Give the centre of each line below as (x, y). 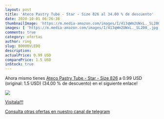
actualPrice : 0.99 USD (28, 55)
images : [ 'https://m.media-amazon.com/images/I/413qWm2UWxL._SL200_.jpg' (83, 28)
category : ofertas (24, 37)
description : (18, 50)
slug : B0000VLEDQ (23, 46)
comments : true (20, 32)
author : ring (18, 42)
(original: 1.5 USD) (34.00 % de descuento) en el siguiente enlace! (72, 83)
